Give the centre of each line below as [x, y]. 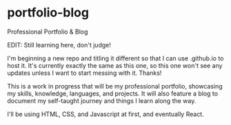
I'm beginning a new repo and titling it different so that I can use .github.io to [115, 58]
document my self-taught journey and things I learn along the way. [102, 100]
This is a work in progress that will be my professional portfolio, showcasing [115, 86]
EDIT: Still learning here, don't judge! [59, 45]
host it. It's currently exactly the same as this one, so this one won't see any [115, 65]
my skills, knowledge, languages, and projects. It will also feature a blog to [113, 93]
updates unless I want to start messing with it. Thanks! [84, 73]
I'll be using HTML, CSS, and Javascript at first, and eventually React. [106, 114]
